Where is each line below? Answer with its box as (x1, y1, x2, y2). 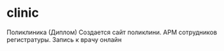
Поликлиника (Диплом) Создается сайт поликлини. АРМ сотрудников (6, 28, 218, 36)
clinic (6, 5, 39, 21)
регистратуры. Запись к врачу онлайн (6, 35, 122, 43)
